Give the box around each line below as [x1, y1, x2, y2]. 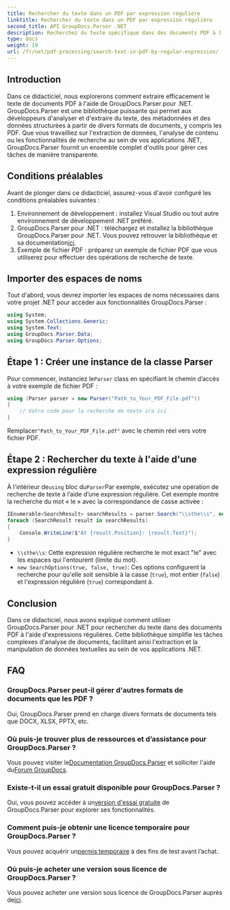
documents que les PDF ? [7, 694, 94, 704]
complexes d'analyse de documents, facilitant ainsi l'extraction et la [7, 638, 199, 646]
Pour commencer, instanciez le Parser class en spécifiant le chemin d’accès [7, 374, 220, 383]
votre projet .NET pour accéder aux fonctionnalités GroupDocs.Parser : [7, 298, 207, 306]
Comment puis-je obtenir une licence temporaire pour [7, 823, 190, 832]
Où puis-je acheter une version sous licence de [7, 864, 168, 874]
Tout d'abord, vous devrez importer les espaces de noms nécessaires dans [7, 291, 220, 299]
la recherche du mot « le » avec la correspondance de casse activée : [7, 497, 204, 505]
